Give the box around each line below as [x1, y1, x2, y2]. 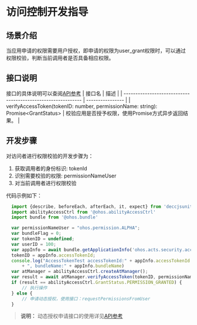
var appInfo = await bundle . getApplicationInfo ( [11, 247, 133, 252]
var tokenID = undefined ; [11, 236, 75, 242]
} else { [11, 290, 33, 296]
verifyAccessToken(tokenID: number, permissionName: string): [6, 102, 158, 110]
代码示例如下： [6, 191, 42, 199]
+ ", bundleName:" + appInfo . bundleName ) [21, 263, 125, 269]
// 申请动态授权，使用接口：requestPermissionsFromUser [21, 296, 151, 302]
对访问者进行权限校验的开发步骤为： [6, 152, 94, 159]
